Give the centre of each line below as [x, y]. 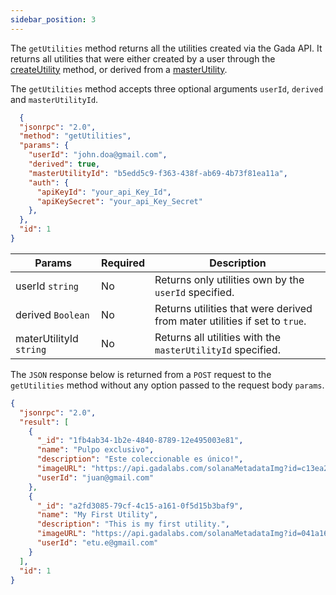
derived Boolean [52, 314]
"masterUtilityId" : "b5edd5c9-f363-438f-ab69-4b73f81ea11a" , [158, 173]
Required [123, 263]
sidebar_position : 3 [53, 19]
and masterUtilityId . [54, 99]
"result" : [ [44, 422]
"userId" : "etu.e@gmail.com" [97, 543]
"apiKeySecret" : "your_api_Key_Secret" [119, 201]
